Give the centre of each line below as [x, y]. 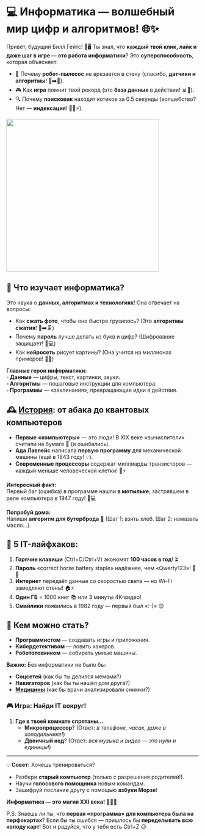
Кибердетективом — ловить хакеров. [65, 647]
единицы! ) [38, 747]
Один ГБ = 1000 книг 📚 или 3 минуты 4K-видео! [78, 597]
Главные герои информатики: [47, 370]
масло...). [19, 525]
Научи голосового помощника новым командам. [80, 783]
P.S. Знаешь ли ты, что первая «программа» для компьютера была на [100, 814]
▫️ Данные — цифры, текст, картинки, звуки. [63, 377]
